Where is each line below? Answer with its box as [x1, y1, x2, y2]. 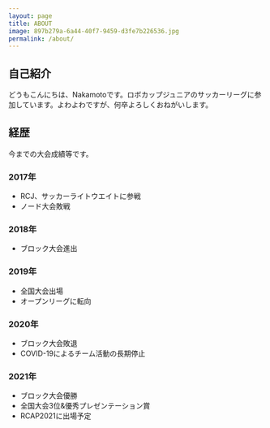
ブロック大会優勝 [19, 391, 78, 400]
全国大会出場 [19, 286, 63, 296]
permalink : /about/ [8, 34, 75, 43]
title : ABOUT [8, 19, 53, 28]
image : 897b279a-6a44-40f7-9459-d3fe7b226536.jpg [8, 27, 180, 35]
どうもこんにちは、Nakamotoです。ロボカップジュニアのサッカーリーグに [8, 90, 255, 100]
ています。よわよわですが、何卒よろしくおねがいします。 [22, 100, 213, 110]
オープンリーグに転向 [19, 296, 92, 305]
